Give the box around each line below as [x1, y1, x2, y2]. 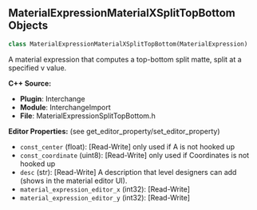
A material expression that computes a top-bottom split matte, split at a [8, 54, 242, 64]
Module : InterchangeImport [19, 102, 111, 112]
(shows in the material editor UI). [19, 176, 128, 185]
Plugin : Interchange [19, 93, 85, 103]
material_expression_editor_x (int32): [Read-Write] [19, 184, 190, 194]
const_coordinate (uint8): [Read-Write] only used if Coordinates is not [19, 150, 250, 160]
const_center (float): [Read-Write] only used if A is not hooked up [19, 141, 235, 151]
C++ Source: [8, 78, 52, 88]
